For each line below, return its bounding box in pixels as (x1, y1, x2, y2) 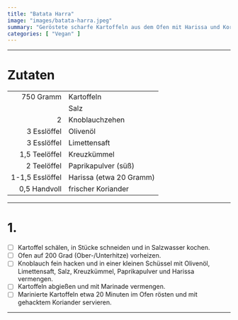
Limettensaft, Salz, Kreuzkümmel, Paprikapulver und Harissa (17, 267, 195, 276)
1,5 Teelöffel (19, 149, 62, 159)
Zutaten (7, 67, 55, 84)
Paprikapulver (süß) (68, 161, 135, 171)
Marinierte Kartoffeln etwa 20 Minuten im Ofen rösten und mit (17, 290, 198, 299)
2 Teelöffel (25, 161, 62, 171)
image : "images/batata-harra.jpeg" (7, 17, 113, 24)
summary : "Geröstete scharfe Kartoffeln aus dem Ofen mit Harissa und (7, 23, 220, 30)
